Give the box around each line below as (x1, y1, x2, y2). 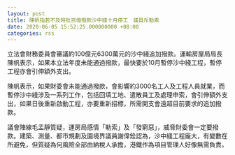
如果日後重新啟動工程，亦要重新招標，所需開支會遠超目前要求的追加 (19, 99, 215, 108)
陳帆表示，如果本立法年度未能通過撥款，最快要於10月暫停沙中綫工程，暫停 (7, 59, 222, 67)
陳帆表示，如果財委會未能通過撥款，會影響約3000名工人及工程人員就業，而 (7, 82, 225, 91)
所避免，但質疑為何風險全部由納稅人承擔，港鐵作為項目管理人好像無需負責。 (7, 140, 228, 149)
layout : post (7, 10, 45, 17)
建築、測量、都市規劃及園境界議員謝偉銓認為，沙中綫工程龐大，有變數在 (19, 132, 228, 140)
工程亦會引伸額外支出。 (7, 67, 75, 75)
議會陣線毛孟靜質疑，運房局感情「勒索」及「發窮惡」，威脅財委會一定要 (7, 123, 213, 131)
